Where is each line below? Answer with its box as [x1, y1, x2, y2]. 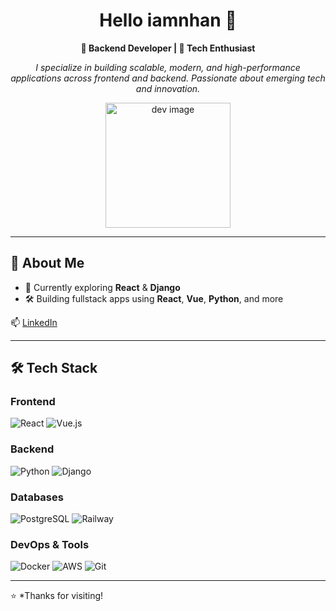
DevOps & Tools [10, 537, 90, 551]
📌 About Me [10, 255, 85, 272]
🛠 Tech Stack [10, 360, 98, 377]
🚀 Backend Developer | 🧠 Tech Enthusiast [80, 42, 256, 54]
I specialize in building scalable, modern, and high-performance [35, 61, 301, 73]
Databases [10, 490, 64, 504]
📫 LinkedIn [10, 316, 58, 328]
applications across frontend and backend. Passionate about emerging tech [10, 72, 326, 84]
